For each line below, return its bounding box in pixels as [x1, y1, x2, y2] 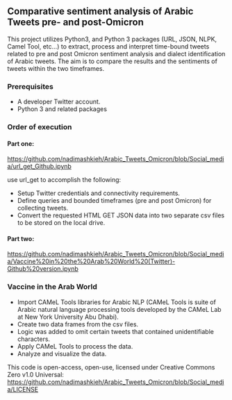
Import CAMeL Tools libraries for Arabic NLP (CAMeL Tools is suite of [17, 298, 217, 306]
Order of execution [7, 122, 72, 132]
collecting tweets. [17, 204, 69, 212]
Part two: [7, 234, 35, 242]
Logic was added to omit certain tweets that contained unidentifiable [17, 327, 214, 335]
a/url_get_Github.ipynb [7, 162, 72, 171]
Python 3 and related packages [17, 105, 108, 113]
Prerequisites [7, 81, 53, 91]
